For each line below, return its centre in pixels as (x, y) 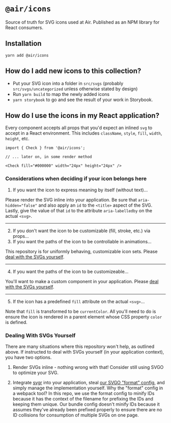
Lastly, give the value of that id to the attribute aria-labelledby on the (79, 210)
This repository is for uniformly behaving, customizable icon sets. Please (81, 251)
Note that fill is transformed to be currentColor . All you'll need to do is (81, 311)
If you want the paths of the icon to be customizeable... (70, 271)
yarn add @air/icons (27, 55)
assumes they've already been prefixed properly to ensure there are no (87, 409)
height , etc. (17, 139)
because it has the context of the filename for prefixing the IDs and (83, 399)
